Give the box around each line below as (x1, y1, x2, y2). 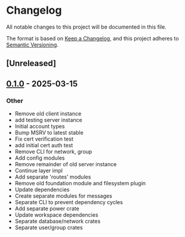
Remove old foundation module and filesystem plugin (14, 180, 146, 187)
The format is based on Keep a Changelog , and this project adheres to (6, 35, 179, 42)
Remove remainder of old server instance (14, 161, 117, 168)
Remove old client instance (14, 110, 82, 117)
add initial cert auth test (14, 142, 73, 149)
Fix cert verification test (14, 135, 73, 143)
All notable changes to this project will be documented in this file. (6, 23, 167, 30)
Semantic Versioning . (6, 41, 58, 48)
